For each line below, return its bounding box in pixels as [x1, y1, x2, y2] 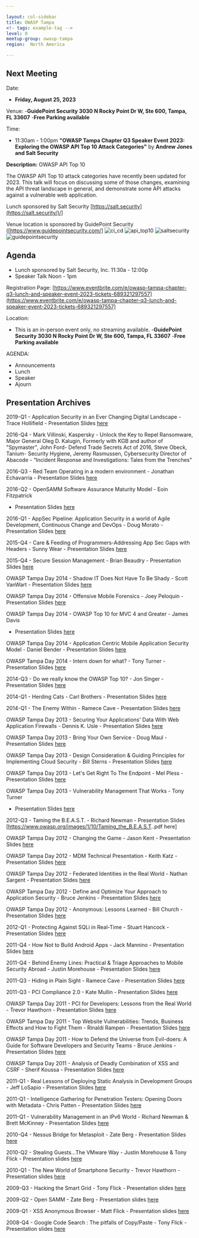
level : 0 [6, 30, 28, 36]
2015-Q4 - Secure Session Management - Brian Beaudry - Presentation [6, 557, 181, 564]
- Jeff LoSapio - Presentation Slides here [6, 1084, 106, 1091]
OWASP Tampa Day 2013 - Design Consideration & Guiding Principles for [6, 752, 185, 759]
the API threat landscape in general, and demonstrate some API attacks [6, 185, 181, 192]
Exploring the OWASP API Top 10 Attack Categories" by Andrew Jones [14, 143, 192, 150]
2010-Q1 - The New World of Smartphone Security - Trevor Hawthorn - [6, 1167, 181, 1174]
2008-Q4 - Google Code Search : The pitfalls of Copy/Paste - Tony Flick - [6, 1219, 187, 1226]
